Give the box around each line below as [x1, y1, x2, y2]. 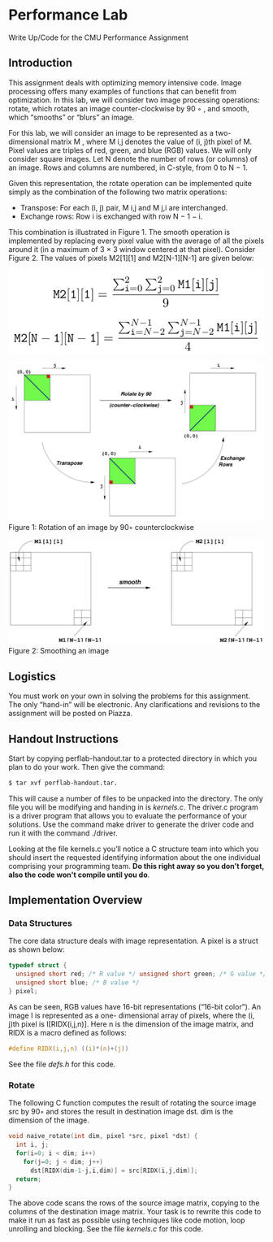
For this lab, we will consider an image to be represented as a [8, 128, 214, 137]
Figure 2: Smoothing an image [8, 646, 110, 656]
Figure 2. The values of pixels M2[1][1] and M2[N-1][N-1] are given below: [8, 253, 254, 263]
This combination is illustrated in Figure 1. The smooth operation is [8, 227, 230, 237]
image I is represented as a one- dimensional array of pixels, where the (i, [8, 1010, 255, 1020]
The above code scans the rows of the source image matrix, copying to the [8, 1198, 260, 1208]
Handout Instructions [8, 732, 119, 745]
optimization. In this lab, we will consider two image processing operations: [8, 95, 260, 105]
